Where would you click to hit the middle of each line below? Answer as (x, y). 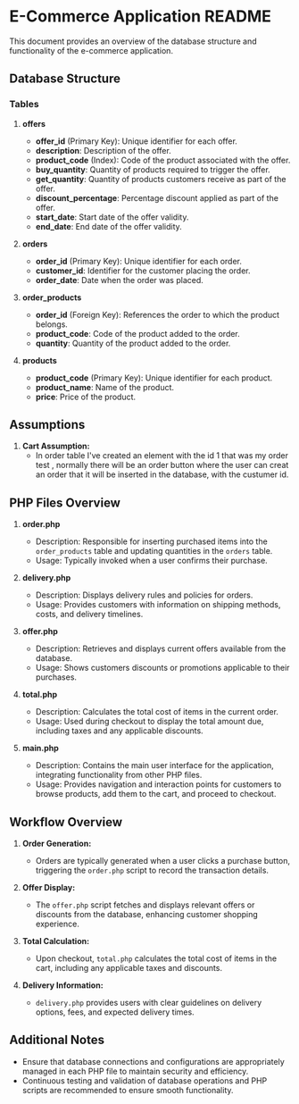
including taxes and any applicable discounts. (119, 731)
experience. (58, 924)
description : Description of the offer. (103, 150)
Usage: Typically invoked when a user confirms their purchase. (151, 561)
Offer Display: (49, 888)
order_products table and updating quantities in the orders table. (154, 551)
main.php (41, 749)
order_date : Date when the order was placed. (119, 280)
